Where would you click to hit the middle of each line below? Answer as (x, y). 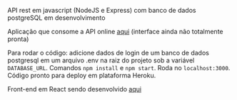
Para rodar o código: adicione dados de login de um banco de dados (108, 53)
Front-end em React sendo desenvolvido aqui (74, 89)
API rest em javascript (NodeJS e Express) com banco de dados (102, 10)
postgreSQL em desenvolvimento (56, 18)
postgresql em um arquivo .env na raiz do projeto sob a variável (101, 60)
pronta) (18, 39)
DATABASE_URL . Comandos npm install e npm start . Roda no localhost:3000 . (119, 68)
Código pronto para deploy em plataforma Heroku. (82, 75)
